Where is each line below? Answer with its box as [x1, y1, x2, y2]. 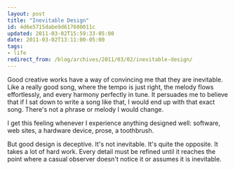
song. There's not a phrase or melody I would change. [7, 105, 163, 113]
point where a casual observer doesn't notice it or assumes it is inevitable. [7, 155, 222, 163]
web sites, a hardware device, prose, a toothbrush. [7, 126, 154, 134]
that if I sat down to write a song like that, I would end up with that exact [7, 98, 215, 106]
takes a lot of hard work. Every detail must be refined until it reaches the [7, 147, 216, 155]
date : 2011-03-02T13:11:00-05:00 [7, 37, 105, 44]
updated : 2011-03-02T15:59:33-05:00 [7, 30, 114, 37]
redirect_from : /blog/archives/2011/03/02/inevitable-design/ [7, 56, 193, 63]
